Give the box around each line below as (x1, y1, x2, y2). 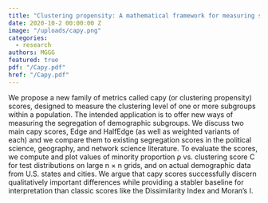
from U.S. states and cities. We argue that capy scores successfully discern (8, 169, 257, 178)
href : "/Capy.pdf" (8, 71, 69, 79)
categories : (8, 33, 48, 42)
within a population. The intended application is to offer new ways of (8, 109, 234, 119)
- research (15, 41, 52, 49)
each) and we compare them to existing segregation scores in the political (8, 135, 252, 144)
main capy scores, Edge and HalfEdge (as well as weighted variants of (8, 127, 240, 136)
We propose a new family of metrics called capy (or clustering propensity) (8, 92, 253, 102)
